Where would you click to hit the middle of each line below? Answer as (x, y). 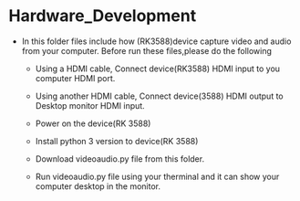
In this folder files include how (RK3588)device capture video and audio (156, 41)
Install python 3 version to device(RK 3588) (117, 141)
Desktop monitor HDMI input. (90, 105)
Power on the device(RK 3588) (93, 123)
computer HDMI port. (75, 78)
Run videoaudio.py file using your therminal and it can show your (157, 176)
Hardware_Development (103, 16)
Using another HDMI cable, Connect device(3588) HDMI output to (159, 96)
